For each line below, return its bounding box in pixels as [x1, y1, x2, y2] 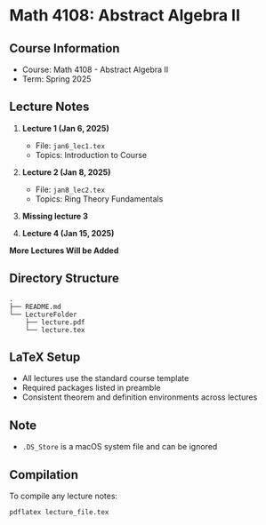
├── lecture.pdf [25, 317, 86, 327]
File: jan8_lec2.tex [35, 184, 105, 195]
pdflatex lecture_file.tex [9, 508, 109, 517]
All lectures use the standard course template [21, 373, 189, 384]
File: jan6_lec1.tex [35, 139, 105, 151]
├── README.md [9, 302, 62, 311]
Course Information [9, 41, 120, 56]
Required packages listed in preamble [21, 383, 161, 394]
